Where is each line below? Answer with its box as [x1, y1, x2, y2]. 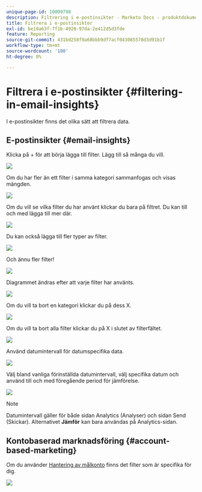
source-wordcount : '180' [6, 48, 69, 54]
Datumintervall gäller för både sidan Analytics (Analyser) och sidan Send [6, 412, 186, 419]
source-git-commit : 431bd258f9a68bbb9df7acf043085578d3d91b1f [6, 37, 165, 43]
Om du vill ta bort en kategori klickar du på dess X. [6, 302, 132, 309]
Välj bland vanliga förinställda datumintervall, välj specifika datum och [6, 371, 179, 378]
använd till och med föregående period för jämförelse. [6, 377, 140, 385]
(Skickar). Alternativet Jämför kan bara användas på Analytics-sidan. [6, 418, 178, 426]
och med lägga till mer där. [6, 210, 72, 217]
